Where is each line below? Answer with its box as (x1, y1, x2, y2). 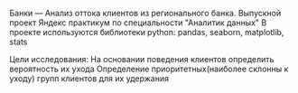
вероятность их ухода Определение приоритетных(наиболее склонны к (9, 63, 289, 74)
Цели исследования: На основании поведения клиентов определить (9, 54, 275, 64)
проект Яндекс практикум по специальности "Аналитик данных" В (9, 17, 267, 28)
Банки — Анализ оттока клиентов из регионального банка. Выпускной (9, 8, 282, 18)
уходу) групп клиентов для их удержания (9, 73, 170, 84)
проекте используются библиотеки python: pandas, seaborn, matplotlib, (9, 27, 284, 37)
